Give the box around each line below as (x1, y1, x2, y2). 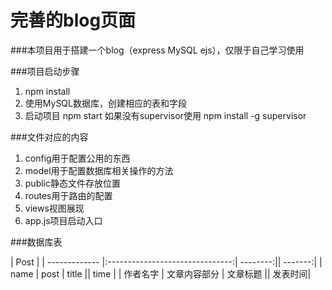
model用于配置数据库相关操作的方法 (24, 164, 174, 176)
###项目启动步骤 (10, 65, 80, 77)
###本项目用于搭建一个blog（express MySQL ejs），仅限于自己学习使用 (10, 44, 305, 56)
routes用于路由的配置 (24, 189, 113, 201)
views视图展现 (24, 202, 85, 214)
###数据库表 (10, 236, 63, 248)
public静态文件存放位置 (24, 177, 121, 189)
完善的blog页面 (10, 9, 137, 32)
